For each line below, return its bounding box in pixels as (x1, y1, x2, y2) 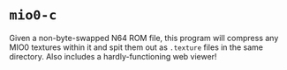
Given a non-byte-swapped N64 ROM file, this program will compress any (9, 32, 279, 43)
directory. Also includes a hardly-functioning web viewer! (9, 51, 217, 61)
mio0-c (9, 7, 57, 24)
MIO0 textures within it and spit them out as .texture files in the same (9, 42, 263, 52)
